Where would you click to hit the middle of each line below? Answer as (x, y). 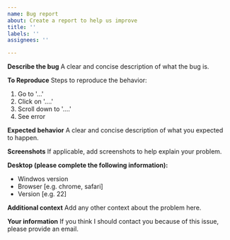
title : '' (22, 27)
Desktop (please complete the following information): (88, 165)
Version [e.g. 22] (42, 194)
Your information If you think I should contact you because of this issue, (113, 222)
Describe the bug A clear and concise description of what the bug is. (108, 67)
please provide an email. (43, 229)
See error (31, 117)
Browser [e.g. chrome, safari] (61, 187)
